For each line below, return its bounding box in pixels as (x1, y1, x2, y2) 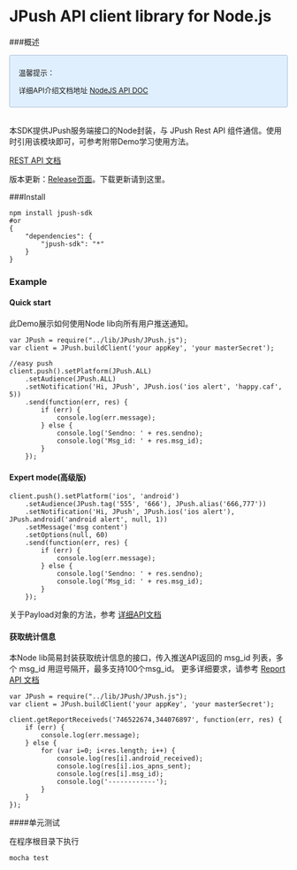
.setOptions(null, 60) (25, 531, 109, 540)
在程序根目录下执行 (9, 836, 80, 847)
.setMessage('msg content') (25, 523, 128, 532)
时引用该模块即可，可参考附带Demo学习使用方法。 (9, 135, 194, 147)
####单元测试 (9, 817, 60, 828)
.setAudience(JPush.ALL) (25, 374, 117, 384)
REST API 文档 (9, 155, 62, 166)
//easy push (9, 359, 53, 368)
